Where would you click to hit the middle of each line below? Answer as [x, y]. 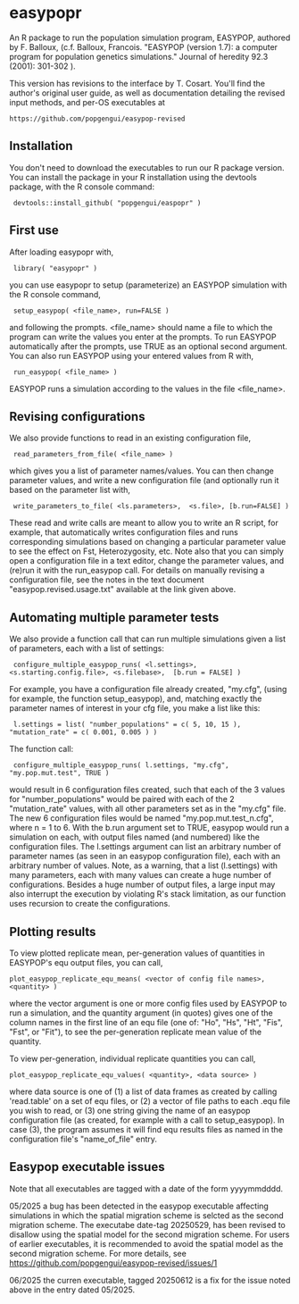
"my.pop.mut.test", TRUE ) [59, 773]
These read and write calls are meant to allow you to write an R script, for [144, 523]
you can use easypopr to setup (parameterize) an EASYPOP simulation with [148, 285]
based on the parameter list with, [70, 490]
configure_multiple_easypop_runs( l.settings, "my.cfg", [121, 765]
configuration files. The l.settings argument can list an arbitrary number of [145, 847]
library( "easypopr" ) [55, 268]
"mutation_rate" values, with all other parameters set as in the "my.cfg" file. [148, 809]
